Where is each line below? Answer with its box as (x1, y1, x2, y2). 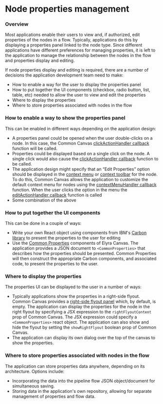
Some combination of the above (12, 197, 76, 203)
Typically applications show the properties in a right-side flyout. (12, 294, 140, 299)
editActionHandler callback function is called (12, 192, 102, 198)
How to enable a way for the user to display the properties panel (12, 82, 141, 88)
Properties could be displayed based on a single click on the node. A (12, 150, 150, 156)
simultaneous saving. (12, 383, 55, 389)
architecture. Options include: (5, 368, 65, 374)
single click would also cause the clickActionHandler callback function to (12, 156, 159, 162)
